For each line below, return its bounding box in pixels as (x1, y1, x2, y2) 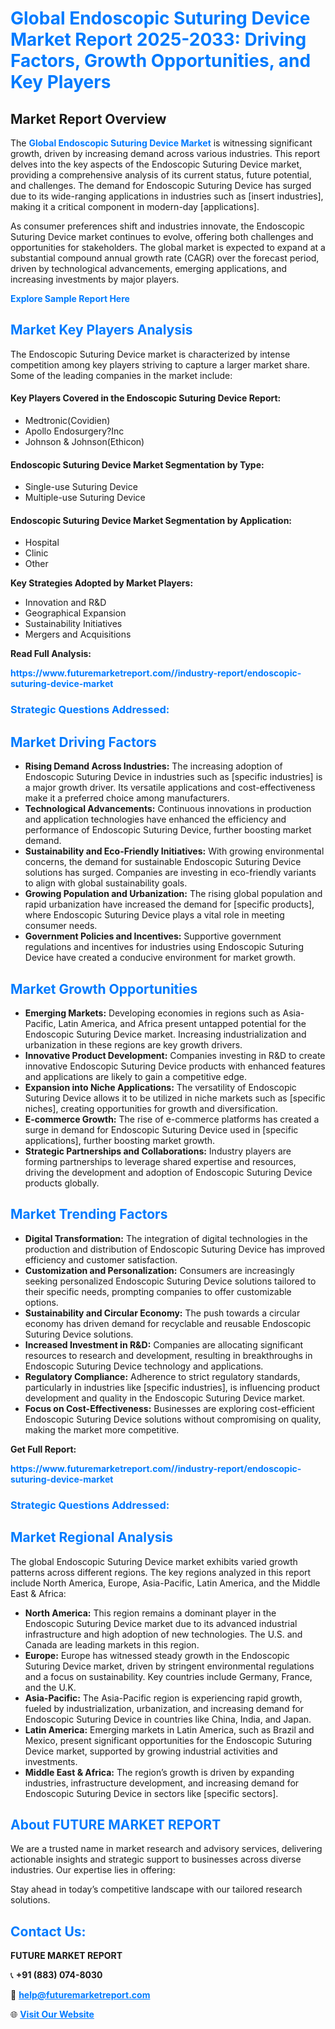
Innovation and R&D (24, 597, 107, 609)
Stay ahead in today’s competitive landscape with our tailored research (10, 1883, 303, 1896)
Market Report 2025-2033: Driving (10, 28, 307, 51)
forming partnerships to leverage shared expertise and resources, (24, 1155, 297, 1167)
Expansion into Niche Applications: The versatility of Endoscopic (24, 1081, 297, 1093)
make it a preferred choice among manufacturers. (24, 792, 230, 804)
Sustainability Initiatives (24, 618, 123, 630)
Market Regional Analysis (10, 1529, 174, 1546)
